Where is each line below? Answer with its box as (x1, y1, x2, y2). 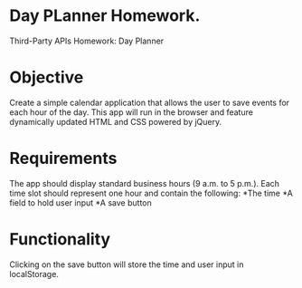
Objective (9, 67, 84, 88)
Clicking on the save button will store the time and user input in (9, 259, 244, 270)
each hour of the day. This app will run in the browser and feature (9, 106, 253, 118)
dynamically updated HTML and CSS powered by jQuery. (9, 116, 222, 127)
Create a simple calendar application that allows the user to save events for (9, 97, 290, 108)
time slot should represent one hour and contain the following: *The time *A (9, 187, 294, 198)
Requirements (9, 149, 118, 168)
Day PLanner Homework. (9, 5, 201, 26)
